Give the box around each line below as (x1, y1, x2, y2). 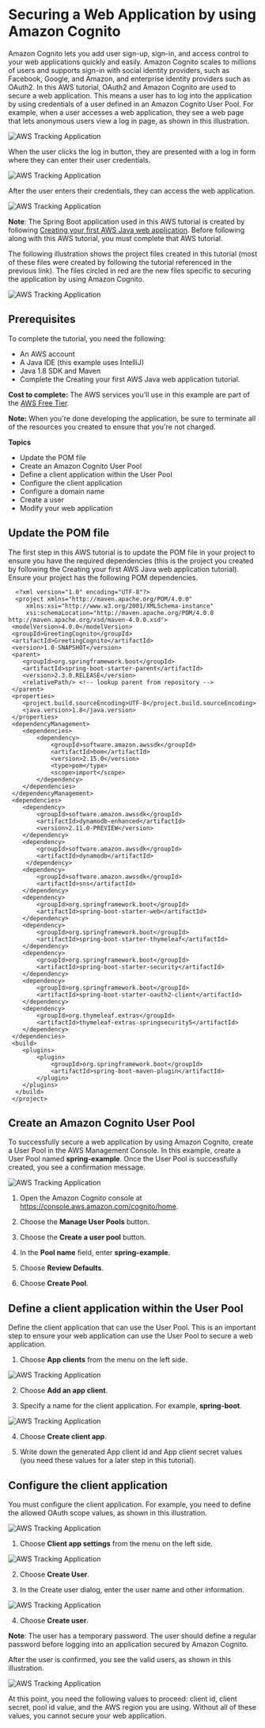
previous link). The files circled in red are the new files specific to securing (8, 266, 252, 275)
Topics (8, 437, 32, 447)
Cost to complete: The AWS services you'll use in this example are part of (8, 390, 251, 399)
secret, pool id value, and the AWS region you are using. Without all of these (8, 1703, 257, 1711)
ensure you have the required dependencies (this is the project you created (8, 555, 254, 565)
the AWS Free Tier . (8, 398, 70, 408)
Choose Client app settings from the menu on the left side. (19, 1539, 214, 1548)
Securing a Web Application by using (8, 6, 257, 24)
